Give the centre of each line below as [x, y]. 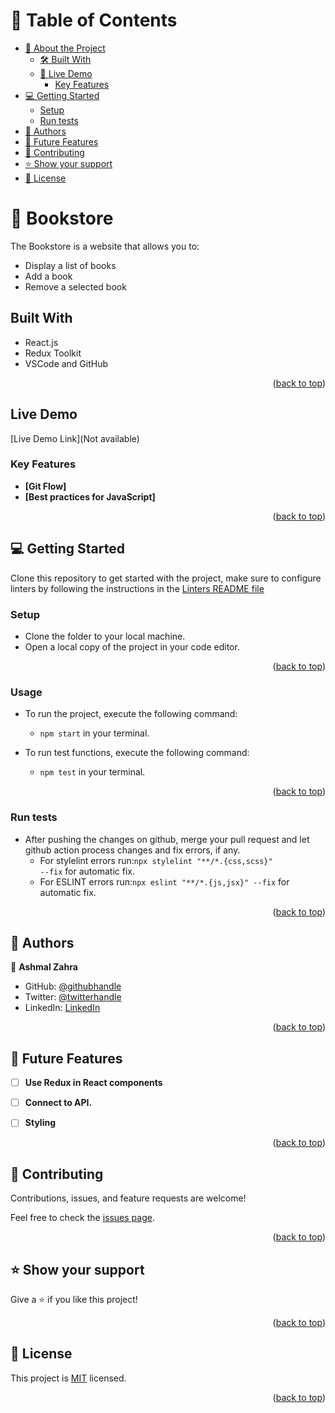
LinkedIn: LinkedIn [62, 1008]
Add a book [48, 276]
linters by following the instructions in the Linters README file [137, 588]
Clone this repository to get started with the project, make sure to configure [166, 578]
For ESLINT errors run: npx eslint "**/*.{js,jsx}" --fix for [164, 881]
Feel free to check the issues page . [82, 1218]
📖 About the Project [65, 48]
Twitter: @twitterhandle [73, 997]
